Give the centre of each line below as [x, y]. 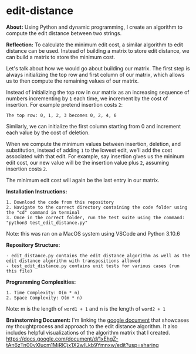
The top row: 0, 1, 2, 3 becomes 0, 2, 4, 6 [61, 115]
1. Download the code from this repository [60, 202]
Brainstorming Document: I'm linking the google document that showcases [98, 320]
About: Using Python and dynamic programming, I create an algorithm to [94, 27]
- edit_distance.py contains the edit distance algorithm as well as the [98, 256]
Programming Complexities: [41, 282]
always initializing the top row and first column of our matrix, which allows [95, 74]
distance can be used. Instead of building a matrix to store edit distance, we [98, 50]
